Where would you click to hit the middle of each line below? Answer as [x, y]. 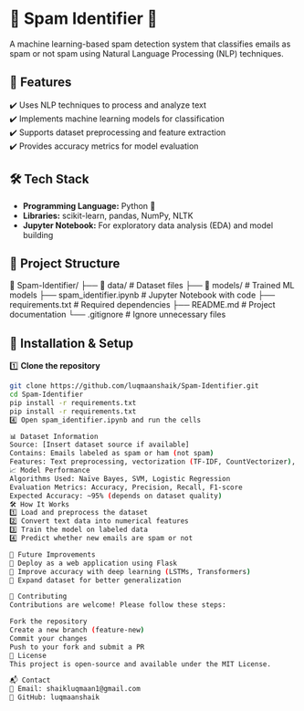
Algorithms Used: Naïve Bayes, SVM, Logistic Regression [120, 478]
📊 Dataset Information [54, 436]
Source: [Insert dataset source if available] [100, 445]
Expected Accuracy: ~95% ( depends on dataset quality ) [116, 496]
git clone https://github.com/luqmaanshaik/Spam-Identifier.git [134, 386]
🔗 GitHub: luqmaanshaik [55, 697]
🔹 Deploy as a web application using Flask [94, 563]
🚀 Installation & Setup [72, 343]
